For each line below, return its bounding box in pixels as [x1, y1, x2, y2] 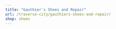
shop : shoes [5, 16, 30, 21]
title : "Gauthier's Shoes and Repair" [5, 7, 86, 12]
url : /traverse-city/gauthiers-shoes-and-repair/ [5, 12, 111, 17]
